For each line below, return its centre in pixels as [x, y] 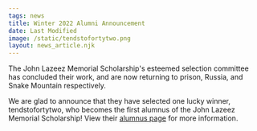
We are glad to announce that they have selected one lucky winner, [120, 101]
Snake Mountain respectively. [57, 86]
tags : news [27, 16]
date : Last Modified [43, 31]
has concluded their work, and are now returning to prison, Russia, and [126, 77]
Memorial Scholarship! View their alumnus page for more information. [123, 118]
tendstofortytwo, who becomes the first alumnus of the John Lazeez [122, 110]
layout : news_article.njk [51, 46]
